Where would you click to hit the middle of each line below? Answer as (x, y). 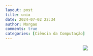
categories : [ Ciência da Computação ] (45, 34)
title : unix (18, 15)
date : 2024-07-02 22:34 (30, 19)
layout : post (19, 10)
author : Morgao (21, 24)
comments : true (21, 29)
